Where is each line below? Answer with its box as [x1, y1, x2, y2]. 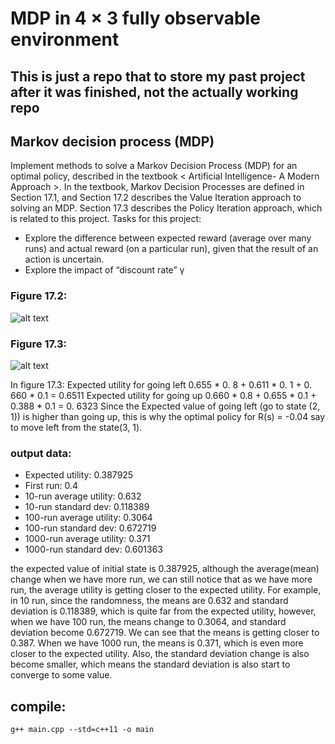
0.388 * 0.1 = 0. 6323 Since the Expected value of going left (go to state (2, [10, 400, 321, 412]
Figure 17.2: [10, 289, 68, 303]
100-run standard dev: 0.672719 [24, 522, 157, 534]
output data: [10, 446, 72, 460]
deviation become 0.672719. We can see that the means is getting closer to [10, 627, 320, 639]
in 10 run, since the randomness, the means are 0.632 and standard [10, 595, 289, 607]
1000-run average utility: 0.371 [24, 533, 151, 545]
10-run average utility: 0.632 [24, 490, 142, 502]
